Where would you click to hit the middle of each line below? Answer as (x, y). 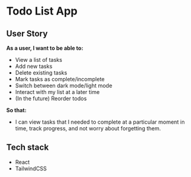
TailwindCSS (31, 169)
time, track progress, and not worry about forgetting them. (88, 128)
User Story (27, 34)
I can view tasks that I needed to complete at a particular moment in (100, 122)
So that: (16, 110)
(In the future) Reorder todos (51, 99)
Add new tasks (34, 66)
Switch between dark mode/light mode (64, 85)
